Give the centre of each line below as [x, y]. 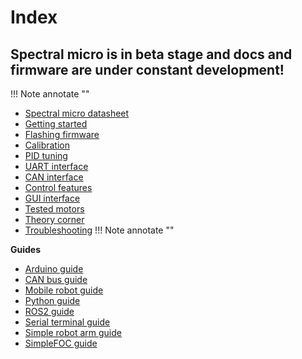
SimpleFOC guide [61, 343]
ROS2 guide [49, 311]
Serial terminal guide [67, 322]
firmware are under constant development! [147, 69]
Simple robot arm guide [73, 332]
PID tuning [46, 155]
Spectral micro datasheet [77, 113]
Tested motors [54, 209]
